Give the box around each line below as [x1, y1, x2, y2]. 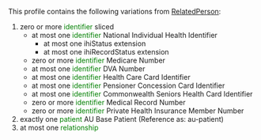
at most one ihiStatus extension [43, 39, 146, 48]
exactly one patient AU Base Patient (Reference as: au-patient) [19, 115, 224, 123]
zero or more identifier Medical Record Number [31, 98, 186, 107]
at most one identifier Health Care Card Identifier [31, 73, 191, 81]
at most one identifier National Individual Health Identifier [31, 31, 217, 40]
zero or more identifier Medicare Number [31, 55, 166, 65]
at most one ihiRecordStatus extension [43, 47, 169, 56]
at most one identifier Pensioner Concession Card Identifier [31, 81, 225, 90]
